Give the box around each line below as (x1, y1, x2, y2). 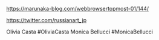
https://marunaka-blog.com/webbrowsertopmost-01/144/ (6, 5, 149, 12)
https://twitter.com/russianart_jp (6, 17, 86, 23)
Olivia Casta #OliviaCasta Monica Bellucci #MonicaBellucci (6, 28, 153, 35)
